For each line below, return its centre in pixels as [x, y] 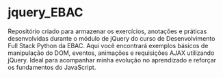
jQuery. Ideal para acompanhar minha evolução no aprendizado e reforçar [112, 60]
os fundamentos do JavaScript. [52, 67]
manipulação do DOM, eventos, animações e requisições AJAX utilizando [111, 53]
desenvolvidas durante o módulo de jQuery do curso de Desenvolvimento [112, 38]
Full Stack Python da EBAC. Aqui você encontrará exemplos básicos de [108, 45]
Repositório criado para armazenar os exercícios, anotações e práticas [107, 31]
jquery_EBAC [46, 13]
